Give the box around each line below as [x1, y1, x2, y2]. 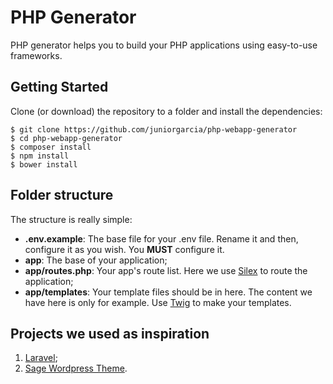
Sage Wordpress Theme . [24, 362, 128, 375]
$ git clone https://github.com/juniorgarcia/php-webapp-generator [10, 124, 298, 135]
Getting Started [10, 79, 109, 96]
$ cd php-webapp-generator [10, 133, 123, 143]
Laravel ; [24, 352, 58, 364]
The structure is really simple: [10, 213, 133, 225]
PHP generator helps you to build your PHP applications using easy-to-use [10, 39, 318, 51]
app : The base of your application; [24, 254, 168, 266]
